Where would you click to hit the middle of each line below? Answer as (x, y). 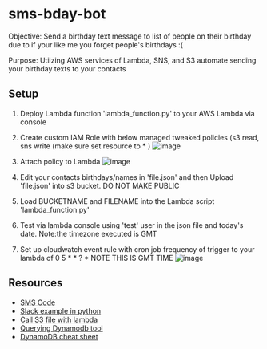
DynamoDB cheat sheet (59, 336)
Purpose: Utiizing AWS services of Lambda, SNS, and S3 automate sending (132, 60)
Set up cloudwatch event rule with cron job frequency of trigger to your (137, 249)
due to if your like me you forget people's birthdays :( (96, 44)
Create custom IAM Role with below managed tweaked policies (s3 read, (139, 137)
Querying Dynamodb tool (61, 328)
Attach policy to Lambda (60, 161)
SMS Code (38, 302)
